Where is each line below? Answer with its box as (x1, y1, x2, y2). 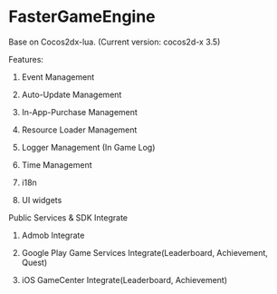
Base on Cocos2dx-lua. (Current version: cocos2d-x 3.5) (8, 36, 221, 47)
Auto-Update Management (21, 89, 122, 100)
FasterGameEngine (8, 6, 156, 27)
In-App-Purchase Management (21, 106, 138, 117)
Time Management (21, 159, 92, 170)
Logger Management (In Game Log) (21, 142, 156, 152)
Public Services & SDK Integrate (8, 211, 129, 223)
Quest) (21, 257, 48, 268)
